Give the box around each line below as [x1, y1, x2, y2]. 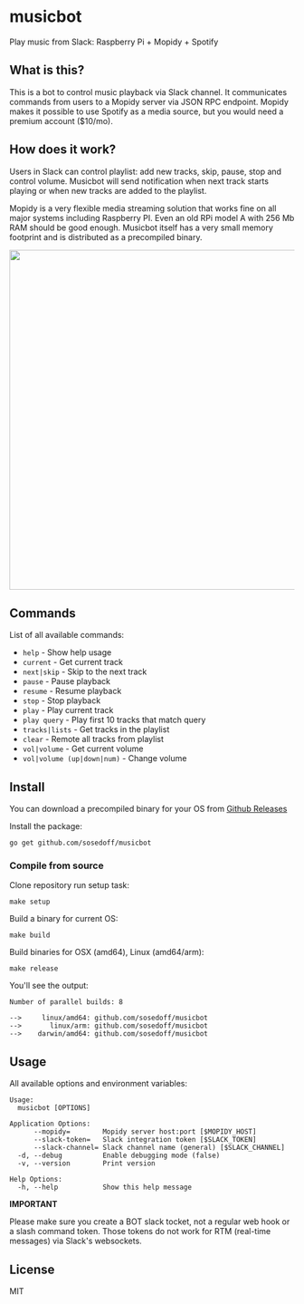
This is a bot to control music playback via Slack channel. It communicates [9, 86, 288, 97]
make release [9, 964, 59, 973]
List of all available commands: [9, 630, 125, 641]
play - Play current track [22, 705, 114, 716]
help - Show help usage [22, 647, 112, 658]
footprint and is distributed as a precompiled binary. [9, 231, 203, 242]
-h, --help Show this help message [17, 1183, 193, 1193]
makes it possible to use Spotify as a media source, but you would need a [9, 106, 284, 117]
